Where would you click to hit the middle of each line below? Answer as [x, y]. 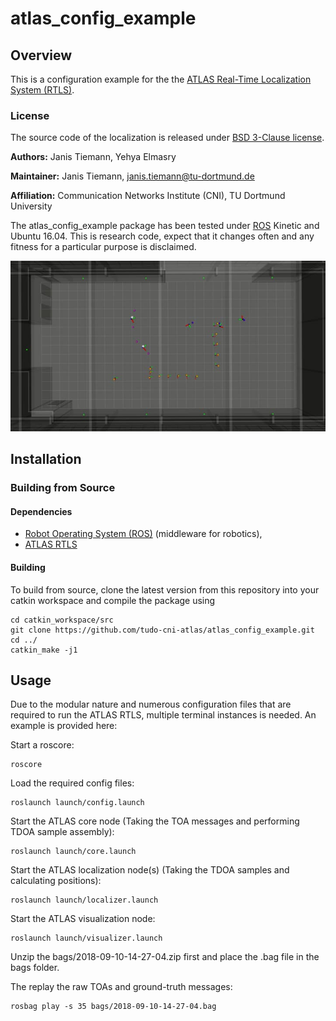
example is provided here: [64, 726]
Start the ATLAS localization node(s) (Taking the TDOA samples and [150, 870]
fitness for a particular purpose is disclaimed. [103, 247]
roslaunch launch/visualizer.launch [86, 938]
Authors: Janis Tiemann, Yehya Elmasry [93, 157]
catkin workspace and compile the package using [113, 600]
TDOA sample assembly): [62, 832]
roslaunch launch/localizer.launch [84, 900]
